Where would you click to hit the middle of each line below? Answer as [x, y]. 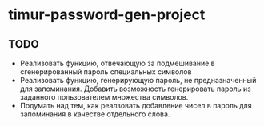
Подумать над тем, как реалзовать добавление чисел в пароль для [136, 106]
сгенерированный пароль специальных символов [106, 72]
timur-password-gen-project [107, 15]
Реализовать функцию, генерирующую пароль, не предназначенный [138, 80]
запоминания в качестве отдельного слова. [95, 114]
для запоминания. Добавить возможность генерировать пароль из [135, 89]
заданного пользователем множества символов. [104, 97]
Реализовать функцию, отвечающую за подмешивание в [118, 63]
